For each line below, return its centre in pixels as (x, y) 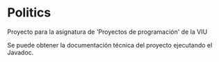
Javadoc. (21, 52)
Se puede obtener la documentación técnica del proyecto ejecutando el (110, 45)
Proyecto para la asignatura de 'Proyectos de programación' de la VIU (107, 32)
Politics (29, 13)
